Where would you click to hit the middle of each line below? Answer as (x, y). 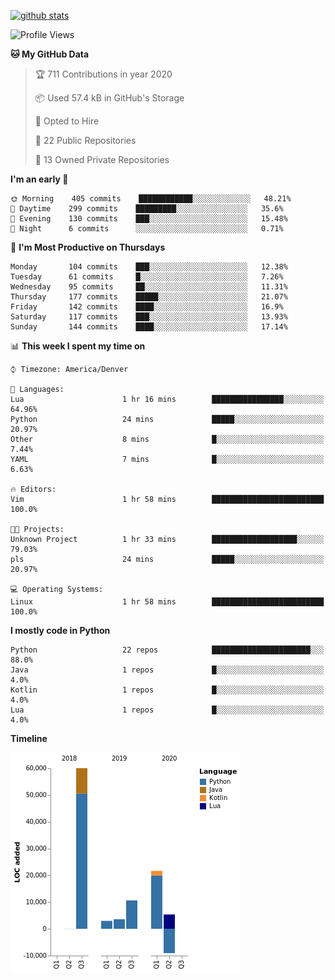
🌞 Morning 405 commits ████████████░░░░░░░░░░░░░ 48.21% (151, 199)
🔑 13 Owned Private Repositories (102, 159)
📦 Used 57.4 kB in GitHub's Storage (109, 98)
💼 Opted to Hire (67, 121)
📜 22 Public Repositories (85, 140)
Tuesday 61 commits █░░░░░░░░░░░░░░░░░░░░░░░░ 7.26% (147, 277)
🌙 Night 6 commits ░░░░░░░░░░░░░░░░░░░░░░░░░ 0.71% (147, 229)
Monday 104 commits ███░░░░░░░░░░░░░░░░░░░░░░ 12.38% (149, 267)
